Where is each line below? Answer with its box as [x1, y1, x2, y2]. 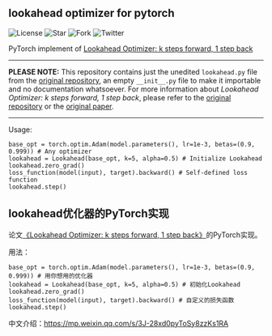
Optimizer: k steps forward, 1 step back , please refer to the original [8, 92, 232, 102]
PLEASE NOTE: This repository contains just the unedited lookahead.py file [8, 66, 257, 76]
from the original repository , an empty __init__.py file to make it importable [8, 75, 261, 85]
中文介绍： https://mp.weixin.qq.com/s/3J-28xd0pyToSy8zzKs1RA [8, 318, 229, 328]
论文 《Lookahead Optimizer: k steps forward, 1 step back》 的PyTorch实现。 [8, 230, 262, 240]
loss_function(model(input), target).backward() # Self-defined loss [8, 168, 249, 177]
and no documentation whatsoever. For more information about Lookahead [8, 84, 259, 94]
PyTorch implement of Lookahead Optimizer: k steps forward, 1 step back [8, 44, 253, 53]
